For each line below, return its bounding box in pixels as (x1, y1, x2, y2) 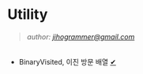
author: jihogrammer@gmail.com (26, 31, 135, 41)
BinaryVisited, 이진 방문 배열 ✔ (18, 57, 116, 67)
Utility (7, 6, 48, 24)
